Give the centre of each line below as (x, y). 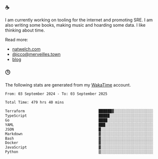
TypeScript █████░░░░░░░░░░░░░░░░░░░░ (79, 116)
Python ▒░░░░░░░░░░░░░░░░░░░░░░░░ (79, 152)
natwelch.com (26, 49)
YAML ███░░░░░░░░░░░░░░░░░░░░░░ (79, 125)
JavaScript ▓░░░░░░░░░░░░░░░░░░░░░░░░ (79, 147)
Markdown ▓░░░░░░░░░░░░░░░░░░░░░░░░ (79, 134)
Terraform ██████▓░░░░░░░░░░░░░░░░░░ (79, 111)
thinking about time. (25, 30)
